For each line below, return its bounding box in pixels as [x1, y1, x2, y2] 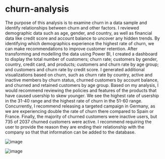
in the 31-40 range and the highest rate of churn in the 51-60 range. [5, 98, 143, 104]
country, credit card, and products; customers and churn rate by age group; [5, 61, 159, 67]
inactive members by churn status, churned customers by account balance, [5, 77, 159, 83]
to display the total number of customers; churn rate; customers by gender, [5, 56, 158, 62]
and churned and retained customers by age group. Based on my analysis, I [5, 82, 159, 88]
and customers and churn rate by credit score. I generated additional [5, 66, 145, 72]
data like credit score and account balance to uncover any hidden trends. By [5, 35, 160, 41]
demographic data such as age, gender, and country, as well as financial [5, 30, 152, 36]
